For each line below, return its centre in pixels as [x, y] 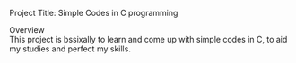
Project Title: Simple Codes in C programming [94, 13]
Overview [27, 30]
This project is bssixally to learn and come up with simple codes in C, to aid [148, 39]
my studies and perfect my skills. [70, 49]
